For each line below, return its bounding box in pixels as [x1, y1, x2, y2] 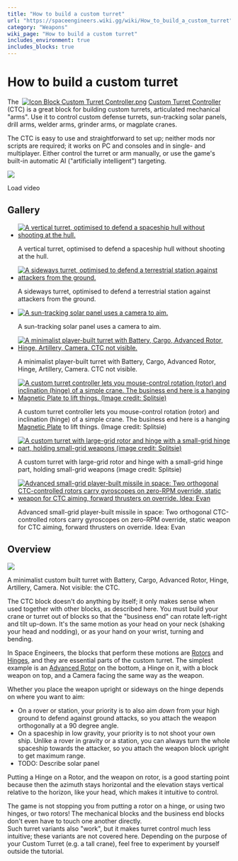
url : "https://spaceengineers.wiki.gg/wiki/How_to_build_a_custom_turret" [7, 17, 233, 24]
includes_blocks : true [7, 43, 74, 50]
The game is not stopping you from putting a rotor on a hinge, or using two [7, 801, 225, 810]
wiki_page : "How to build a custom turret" [7, 30, 138, 38]
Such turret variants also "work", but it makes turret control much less [7, 824, 211, 833]
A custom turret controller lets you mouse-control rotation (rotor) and [17, 407, 220, 416]
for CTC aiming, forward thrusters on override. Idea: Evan [17, 523, 186, 531]
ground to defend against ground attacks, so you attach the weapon [17, 713, 217, 722]
